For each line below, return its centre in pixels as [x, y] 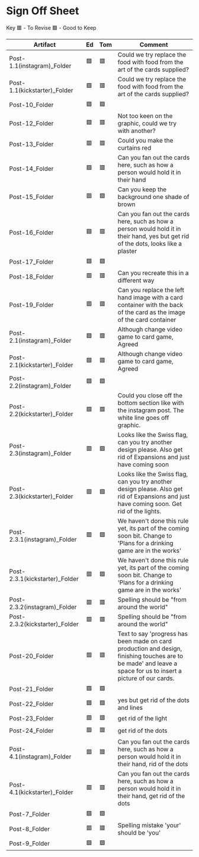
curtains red [134, 148]
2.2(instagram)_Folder [40, 385]
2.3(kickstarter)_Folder [41, 496]
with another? [137, 131]
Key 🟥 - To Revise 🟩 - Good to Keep [51, 27]
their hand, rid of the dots [153, 764]
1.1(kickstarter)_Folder [41, 90]
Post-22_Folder [31, 704]
